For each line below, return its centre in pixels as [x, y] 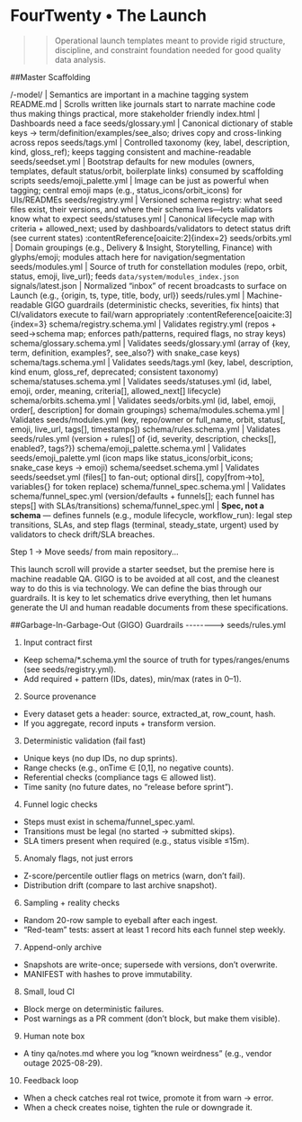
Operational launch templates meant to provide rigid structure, [170, 40]
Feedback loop [51, 1080]
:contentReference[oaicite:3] [240, 314]
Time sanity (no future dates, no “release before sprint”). [128, 786]
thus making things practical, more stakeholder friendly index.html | [135, 113]
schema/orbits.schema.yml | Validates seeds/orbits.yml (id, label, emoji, [143, 400]
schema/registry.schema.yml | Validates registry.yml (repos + [163, 324]
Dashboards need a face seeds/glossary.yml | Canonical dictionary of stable [151, 123]
